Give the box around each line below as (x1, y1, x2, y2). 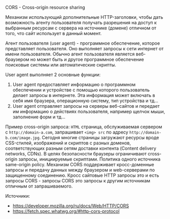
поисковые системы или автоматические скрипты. (5, 62, 117, 68)
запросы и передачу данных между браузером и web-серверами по (5, 167, 155, 173)
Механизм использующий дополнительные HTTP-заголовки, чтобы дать (5, 14, 163, 20)
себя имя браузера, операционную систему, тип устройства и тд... (12, 98, 159, 104)
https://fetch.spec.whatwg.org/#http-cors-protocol (12, 208, 120, 214)
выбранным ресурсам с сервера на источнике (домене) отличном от (5, 25, 156, 31)
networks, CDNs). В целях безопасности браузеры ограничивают (5, 151, 147, 157)
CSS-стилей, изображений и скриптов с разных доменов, (5, 140, 131, 146)
